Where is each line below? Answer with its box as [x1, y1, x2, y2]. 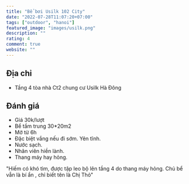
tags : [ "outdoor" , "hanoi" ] [6, 19, 75, 25]
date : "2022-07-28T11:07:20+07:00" [6, 14, 93, 20]
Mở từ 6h [14, 129, 37, 136]
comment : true [6, 42, 41, 47]
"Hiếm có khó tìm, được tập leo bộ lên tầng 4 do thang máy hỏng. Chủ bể [6, 165, 183, 172]
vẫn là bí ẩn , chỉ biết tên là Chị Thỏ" [6, 171, 94, 179]
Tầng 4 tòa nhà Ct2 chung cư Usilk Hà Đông [14, 84, 122, 91]
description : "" [6, 30, 46, 36]
